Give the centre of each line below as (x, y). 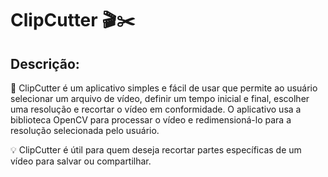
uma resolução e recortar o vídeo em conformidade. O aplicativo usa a (156, 109)
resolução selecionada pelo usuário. (85, 130)
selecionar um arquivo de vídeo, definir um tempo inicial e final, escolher (160, 98)
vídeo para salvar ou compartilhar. (81, 161)
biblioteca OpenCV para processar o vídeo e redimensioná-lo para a (151, 120)
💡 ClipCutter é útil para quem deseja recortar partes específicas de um (156, 150)
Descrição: (45, 63)
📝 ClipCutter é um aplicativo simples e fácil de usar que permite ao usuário (164, 88)
